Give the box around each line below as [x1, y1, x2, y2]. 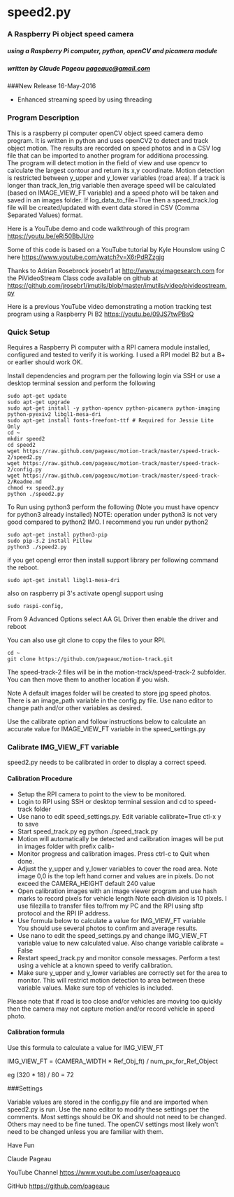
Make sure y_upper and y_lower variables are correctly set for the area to [17, 968, 228, 977]
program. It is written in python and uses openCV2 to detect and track [7, 136, 209, 144]
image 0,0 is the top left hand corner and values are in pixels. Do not [17, 871, 214, 880]
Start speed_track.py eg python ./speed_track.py [17, 827, 159, 836]
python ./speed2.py [7, 491, 64, 498]
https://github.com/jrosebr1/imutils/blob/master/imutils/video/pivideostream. [7, 281, 227, 289]
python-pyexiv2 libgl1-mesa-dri [7, 411, 101, 418]
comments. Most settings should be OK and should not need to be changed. [7, 1112, 227, 1121]
